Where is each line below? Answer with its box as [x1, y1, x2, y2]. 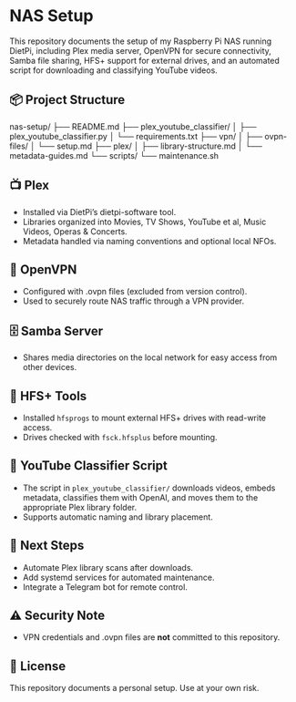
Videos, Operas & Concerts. [22, 225, 128, 237]
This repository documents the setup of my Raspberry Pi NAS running [9, 36, 272, 46]
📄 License [9, 658, 66, 674]
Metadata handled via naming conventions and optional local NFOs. [22, 235, 277, 246]
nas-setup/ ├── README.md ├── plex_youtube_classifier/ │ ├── [9, 120, 257, 132]
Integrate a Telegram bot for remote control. [22, 581, 189, 593]
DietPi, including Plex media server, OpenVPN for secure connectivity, [9, 45, 271, 56]
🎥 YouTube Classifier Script [9, 458, 168, 474]
